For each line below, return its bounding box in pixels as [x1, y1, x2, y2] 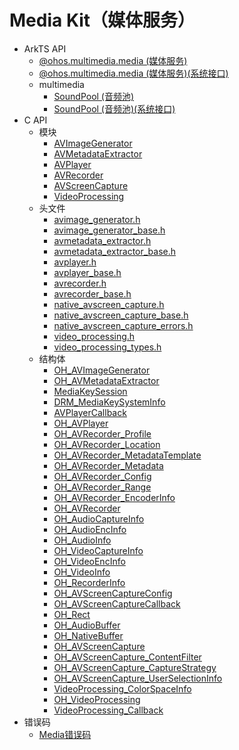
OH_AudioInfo [53, 534, 112, 546]
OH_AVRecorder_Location [53, 438, 161, 450]
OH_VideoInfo [53, 566, 111, 578]
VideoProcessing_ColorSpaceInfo [53, 682, 192, 695]
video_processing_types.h [53, 341, 162, 353]
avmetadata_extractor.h [53, 234, 152, 246]
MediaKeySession [53, 385, 128, 397]
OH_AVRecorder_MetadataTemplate [53, 449, 202, 461]
